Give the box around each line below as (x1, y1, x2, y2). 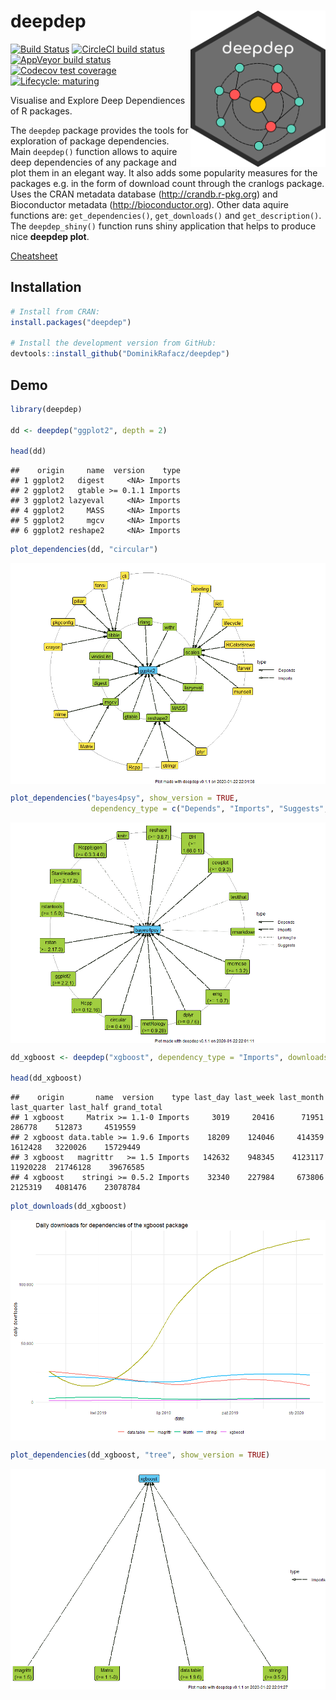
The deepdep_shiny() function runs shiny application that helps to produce (10, 220, 317, 232)
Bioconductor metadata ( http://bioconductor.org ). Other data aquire (10, 198, 289, 210)
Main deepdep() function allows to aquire (10, 145, 178, 157)
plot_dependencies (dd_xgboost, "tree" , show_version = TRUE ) (10, 1450, 271, 1460)
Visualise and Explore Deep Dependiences (10, 94, 186, 106)
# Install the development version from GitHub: (10, 338, 217, 349)
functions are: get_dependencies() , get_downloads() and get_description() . (10, 209, 322, 221)
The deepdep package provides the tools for (10, 124, 189, 136)
